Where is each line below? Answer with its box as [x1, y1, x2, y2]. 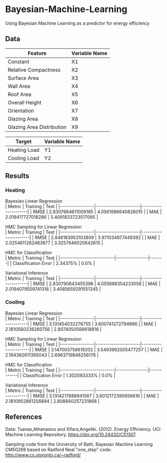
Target [16, 138, 32, 145]
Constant [8, 58, 30, 65]
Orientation [8, 107, 34, 114]
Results [5, 172, 30, 180]
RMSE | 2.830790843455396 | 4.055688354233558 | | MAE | [33, 281, 160, 287]
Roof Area [8, 90, 32, 98]
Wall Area [8, 82, 31, 89]
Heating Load [8, 146, 40, 153]
